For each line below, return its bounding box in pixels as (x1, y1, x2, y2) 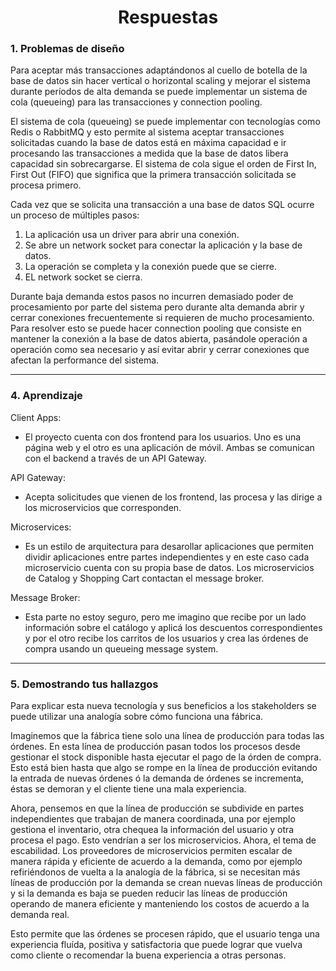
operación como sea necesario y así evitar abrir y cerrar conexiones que (10, 344, 310, 356)
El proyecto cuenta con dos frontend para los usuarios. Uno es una (24, 431, 302, 443)
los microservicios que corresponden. (24, 501, 182, 513)
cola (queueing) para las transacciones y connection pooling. (10, 96, 263, 108)
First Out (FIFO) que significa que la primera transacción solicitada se (10, 169, 297, 181)
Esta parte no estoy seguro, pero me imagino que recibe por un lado (24, 611, 307, 623)
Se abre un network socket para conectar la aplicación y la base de (24, 239, 303, 251)
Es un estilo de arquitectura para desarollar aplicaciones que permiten (24, 540, 314, 552)
